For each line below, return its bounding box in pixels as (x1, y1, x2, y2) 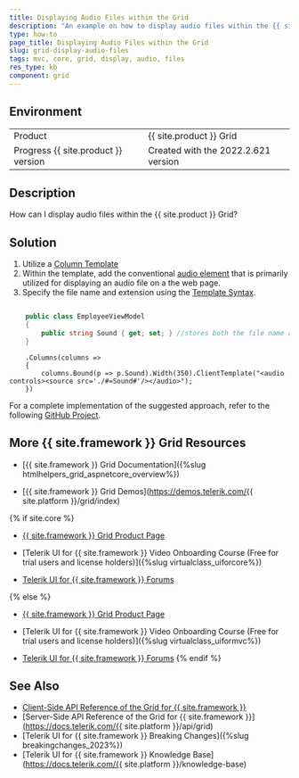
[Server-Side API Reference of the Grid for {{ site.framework (21, 711, 244, 723)
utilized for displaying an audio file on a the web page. (21, 277, 221, 288)
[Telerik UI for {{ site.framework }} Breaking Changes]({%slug (21, 731, 249, 741)
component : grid (9, 71, 69, 80)
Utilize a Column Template (21, 259, 118, 269)
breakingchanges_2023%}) (21, 740, 123, 750)
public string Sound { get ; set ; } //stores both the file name (41, 328, 285, 337)
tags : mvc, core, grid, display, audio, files (9, 54, 185, 63)
